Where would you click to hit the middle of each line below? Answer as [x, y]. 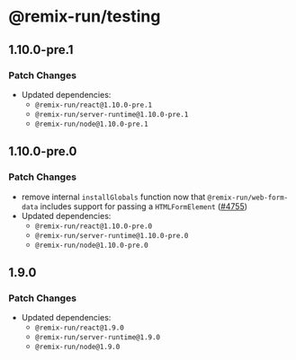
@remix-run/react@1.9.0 [80, 328]
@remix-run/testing [85, 17]
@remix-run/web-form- [248, 198]
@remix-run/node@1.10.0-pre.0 [92, 245]
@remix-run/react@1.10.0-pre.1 [94, 105]
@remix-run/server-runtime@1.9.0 [98, 338]
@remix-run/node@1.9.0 [77, 347]
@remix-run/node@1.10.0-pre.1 [92, 124]
